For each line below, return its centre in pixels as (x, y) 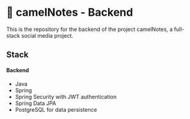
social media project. (47, 35)
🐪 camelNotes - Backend (70, 12)
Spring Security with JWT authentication (66, 97)
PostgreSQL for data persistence (56, 109)
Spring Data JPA (36, 103)
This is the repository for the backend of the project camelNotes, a (90, 29)
